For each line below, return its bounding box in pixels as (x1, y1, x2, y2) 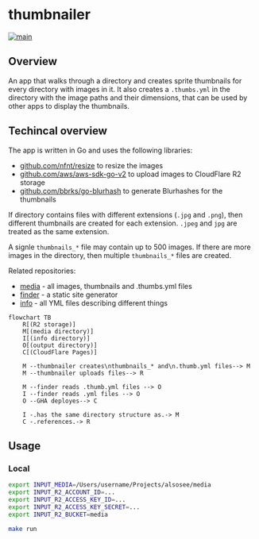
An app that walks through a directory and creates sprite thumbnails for (8, 75, 242, 85)
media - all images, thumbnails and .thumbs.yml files (19, 281, 192, 291)
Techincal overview (8, 125, 107, 138)
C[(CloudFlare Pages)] (22, 348, 98, 356)
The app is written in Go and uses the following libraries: (8, 145, 193, 155)
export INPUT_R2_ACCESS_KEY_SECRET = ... (8, 502, 141, 511)
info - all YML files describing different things (19, 298, 168, 307)
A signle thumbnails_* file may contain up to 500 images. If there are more (8, 242, 252, 252)
